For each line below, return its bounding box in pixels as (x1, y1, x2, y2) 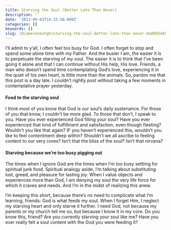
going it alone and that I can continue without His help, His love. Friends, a (5, 61, 161, 67)
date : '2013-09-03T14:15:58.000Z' (5, 17, 79, 22)
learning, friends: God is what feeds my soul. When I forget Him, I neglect (5, 198, 159, 204)
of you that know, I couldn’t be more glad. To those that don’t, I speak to (5, 111, 156, 117)
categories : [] (5, 21, 38, 27)
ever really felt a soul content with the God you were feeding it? (5, 219, 138, 225)
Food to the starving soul (5, 94, 60, 101)
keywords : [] (5, 26, 33, 31)
